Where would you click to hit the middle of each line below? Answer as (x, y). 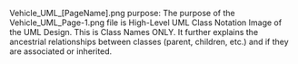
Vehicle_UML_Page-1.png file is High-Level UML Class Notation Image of (146, 23)
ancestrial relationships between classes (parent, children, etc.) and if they (149, 41)
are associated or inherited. (61, 51)
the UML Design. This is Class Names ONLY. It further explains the (134, 32)
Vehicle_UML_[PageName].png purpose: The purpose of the (122, 13)
